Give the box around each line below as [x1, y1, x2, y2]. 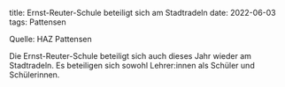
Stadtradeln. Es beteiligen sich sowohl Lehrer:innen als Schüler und [9, 61, 255, 70]
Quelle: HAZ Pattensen [9, 34, 92, 44]
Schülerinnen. [9, 69, 60, 80]
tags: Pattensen [9, 17, 66, 27]
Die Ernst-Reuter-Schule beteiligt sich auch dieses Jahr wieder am [9, 51, 252, 61]
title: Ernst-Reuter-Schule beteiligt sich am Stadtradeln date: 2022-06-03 [9, 8, 276, 18]
